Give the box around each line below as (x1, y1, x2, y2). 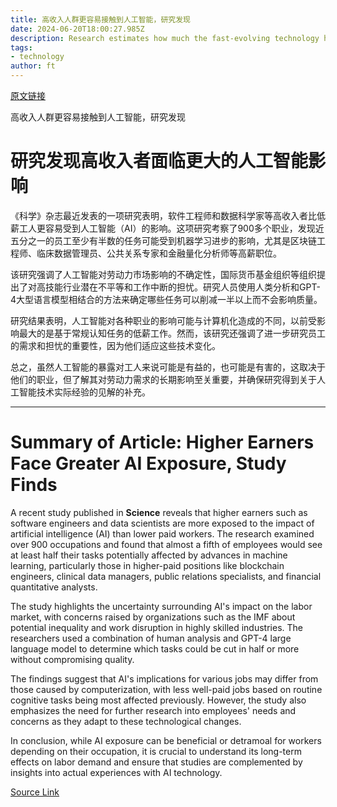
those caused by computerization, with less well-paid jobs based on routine (10, 683, 323, 695)
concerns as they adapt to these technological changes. (10, 715, 242, 727)
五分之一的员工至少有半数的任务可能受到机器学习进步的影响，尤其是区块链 (10, 234, 317, 246)
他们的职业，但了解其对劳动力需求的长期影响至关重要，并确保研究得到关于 (10, 373, 317, 385)
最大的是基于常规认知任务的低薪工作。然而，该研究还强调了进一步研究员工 (18, 327, 326, 339)
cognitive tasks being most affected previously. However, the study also (10, 694, 307, 706)
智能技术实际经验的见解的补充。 (18, 386, 151, 398)
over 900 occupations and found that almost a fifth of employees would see (10, 538, 323, 550)
